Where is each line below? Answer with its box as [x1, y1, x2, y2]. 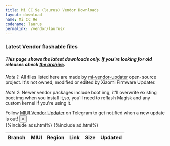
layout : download [5, 12, 42, 17]
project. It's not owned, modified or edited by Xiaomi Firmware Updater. [5, 79, 156, 85]
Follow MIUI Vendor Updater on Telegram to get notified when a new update [5, 110, 165, 116]
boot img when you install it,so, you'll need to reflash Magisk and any [5, 95, 150, 101]
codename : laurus [5, 21, 42, 27]
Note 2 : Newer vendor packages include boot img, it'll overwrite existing [5, 90, 157, 96]
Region [47, 134, 65, 141]
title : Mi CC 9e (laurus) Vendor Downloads [5, 7, 99, 13]
